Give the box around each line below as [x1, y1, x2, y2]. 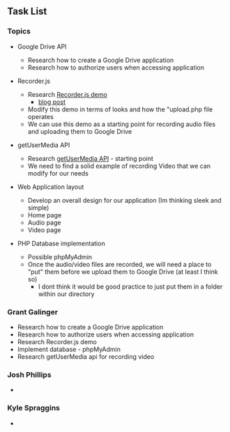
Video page [27, 226, 61, 234]
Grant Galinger [7, 307, 58, 316]
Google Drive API [17, 42, 68, 51]
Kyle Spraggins [7, 403, 61, 413]
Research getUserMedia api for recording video [17, 352, 155, 361]
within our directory [38, 289, 95, 298]
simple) [27, 203, 49, 212]
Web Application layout [17, 183, 84, 191]
